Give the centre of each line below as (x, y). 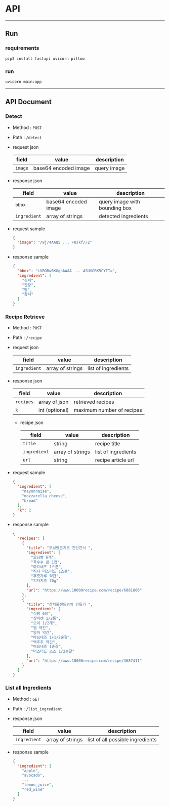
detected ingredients (123, 216)
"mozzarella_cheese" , (45, 496)
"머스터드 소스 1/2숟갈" (53, 651)
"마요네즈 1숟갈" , (47, 647)
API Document (29, 102)
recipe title (108, 444)
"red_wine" (33, 790)
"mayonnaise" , (37, 491)
